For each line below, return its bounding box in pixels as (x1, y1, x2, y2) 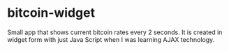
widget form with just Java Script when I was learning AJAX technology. (7, 35, 215, 43)
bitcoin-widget (7, 5, 96, 21)
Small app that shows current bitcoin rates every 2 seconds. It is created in (7, 28, 223, 36)
